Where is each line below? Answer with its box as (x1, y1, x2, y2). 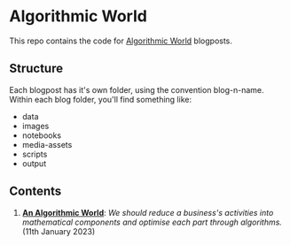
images (21, 120, 50, 131)
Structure (9, 61, 64, 76)
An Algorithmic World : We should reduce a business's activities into (21, 207, 274, 218)
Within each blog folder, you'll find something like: (9, 94, 192, 104)
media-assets (21, 139, 73, 149)
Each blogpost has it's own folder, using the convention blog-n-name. (9, 84, 264, 95)
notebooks (21, 130, 62, 141)
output (21, 157, 47, 169)
